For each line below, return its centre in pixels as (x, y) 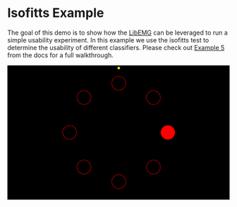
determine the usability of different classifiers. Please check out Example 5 (116, 47)
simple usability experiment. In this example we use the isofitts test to (108, 40)
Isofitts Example (56, 13)
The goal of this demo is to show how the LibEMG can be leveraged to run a (117, 32)
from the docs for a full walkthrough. (61, 55)
